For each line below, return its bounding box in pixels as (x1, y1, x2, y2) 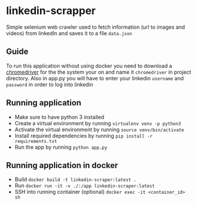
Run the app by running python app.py (14, 143, 108, 151)
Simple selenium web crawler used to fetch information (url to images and (6, 23, 185, 30)
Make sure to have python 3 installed (14, 113, 105, 121)
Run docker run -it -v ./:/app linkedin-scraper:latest (14, 182, 155, 189)
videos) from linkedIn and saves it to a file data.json (6, 29, 132, 36)
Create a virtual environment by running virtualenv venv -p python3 (14, 119, 181, 127)
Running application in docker (6, 160, 119, 170)
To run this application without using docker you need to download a (6, 62, 172, 69)
